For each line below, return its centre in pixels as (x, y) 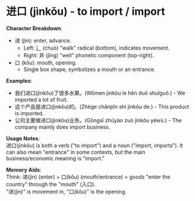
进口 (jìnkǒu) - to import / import (86, 12)
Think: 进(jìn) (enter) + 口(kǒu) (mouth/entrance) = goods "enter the (88, 177)
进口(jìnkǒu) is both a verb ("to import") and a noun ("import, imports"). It (95, 145)
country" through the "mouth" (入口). (51, 184)
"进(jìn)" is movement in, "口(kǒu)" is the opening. (66, 192)
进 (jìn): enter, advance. (43, 40)
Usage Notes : (23, 138)
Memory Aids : (24, 170)
